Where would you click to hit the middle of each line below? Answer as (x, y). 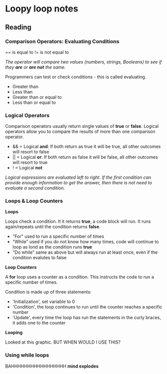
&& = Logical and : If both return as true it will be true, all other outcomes (86, 147)
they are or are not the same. (35, 67)
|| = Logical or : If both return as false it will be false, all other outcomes (85, 157)
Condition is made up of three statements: (48, 292)
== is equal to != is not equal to (37, 52)
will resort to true (30, 162)
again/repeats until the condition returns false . (53, 227)
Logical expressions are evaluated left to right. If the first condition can (78, 177)
